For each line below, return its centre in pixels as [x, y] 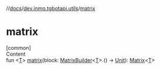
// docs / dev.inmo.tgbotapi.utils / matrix [51, 8]
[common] [18, 48]
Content [16, 54]
